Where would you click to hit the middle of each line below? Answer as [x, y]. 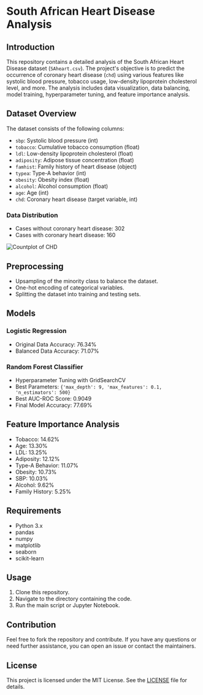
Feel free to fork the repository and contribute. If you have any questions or [101, 640]
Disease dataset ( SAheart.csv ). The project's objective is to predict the [96, 68]
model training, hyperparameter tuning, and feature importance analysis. [98, 94]
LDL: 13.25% [31, 452]
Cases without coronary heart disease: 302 [70, 229]
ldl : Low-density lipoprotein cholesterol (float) [74, 153]
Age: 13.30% [31, 446]
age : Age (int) [32, 192]
